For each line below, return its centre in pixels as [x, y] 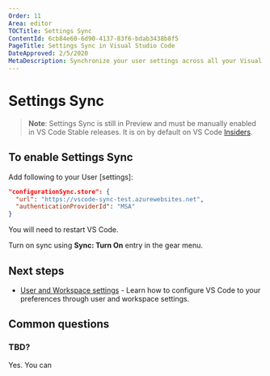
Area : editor [30, 23]
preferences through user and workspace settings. [105, 298]
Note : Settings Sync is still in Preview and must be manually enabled [142, 123]
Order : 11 [25, 16]
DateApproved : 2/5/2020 [49, 53]
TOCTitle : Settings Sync [50, 31]
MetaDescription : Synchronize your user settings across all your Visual [135, 61]
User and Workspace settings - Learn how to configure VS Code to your [140, 290]
